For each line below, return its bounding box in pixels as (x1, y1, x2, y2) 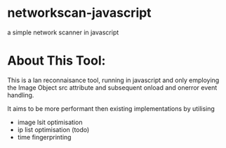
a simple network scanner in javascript (7, 28, 119, 36)
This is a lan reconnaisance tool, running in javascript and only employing (7, 76, 220, 84)
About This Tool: (7, 53, 106, 69)
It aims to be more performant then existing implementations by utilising (7, 104, 215, 113)
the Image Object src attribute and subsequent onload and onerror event (7, 83, 218, 92)
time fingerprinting (17, 133, 72, 141)
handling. (7, 90, 34, 99)
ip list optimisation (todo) (17, 125, 90, 134)
